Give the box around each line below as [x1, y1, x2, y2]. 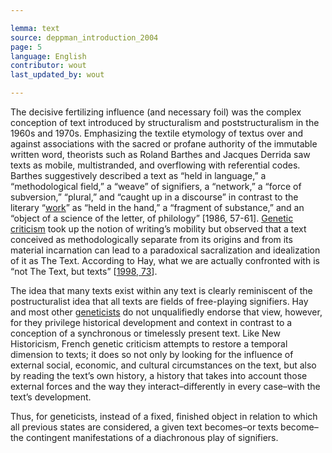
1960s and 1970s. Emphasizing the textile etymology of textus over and [10, 127, 303, 139]
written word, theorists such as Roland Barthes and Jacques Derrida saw [10, 149, 311, 160]
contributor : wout [10, 61, 87, 71]
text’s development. [10, 391, 92, 403]
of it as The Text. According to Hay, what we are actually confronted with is [10, 255, 320, 266]
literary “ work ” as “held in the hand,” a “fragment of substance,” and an [10, 202, 305, 213]
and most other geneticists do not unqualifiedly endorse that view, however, [10, 306, 323, 318]
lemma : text [10, 23, 60, 33]
